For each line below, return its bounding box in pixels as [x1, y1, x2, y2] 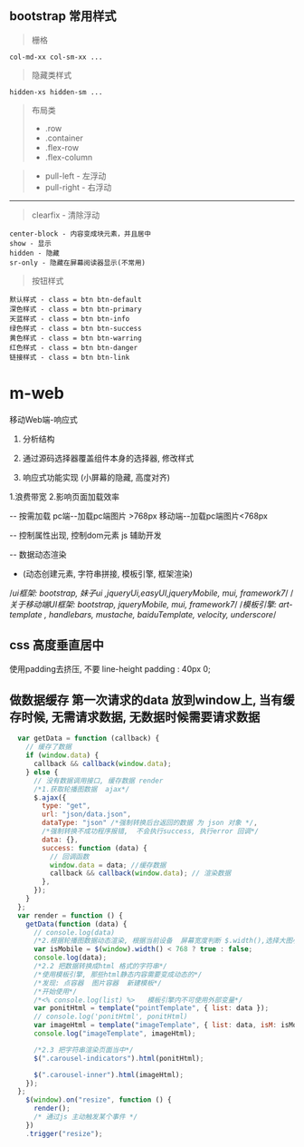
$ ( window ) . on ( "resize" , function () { [25, 1095, 172, 1104]
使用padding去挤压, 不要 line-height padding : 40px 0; [9, 663, 211, 674]
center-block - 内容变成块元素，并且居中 [9, 229, 152, 238]
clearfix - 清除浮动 [31, 209, 100, 220]
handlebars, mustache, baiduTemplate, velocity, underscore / [48, 608, 277, 619]
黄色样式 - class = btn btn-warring [9, 334, 142, 343]
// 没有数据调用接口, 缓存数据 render [33, 776, 164, 785]
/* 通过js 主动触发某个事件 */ [33, 1113, 138, 1122]
